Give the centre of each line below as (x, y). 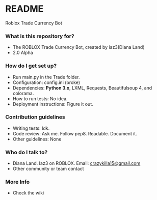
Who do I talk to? (27, 152)
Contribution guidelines (35, 117)
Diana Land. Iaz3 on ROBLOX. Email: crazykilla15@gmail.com (76, 163)
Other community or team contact (48, 169)
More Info (18, 182)
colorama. (23, 93)
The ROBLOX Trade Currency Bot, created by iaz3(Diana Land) (78, 47)
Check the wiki (28, 193)
